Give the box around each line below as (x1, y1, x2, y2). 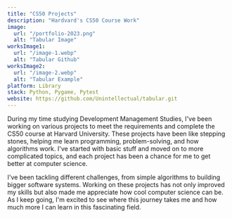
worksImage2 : (7, 63, 46, 70)
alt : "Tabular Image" (13, 37, 77, 44)
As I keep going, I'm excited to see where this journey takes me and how (7, 195, 217, 204)
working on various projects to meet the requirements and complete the (7, 122, 216, 130)
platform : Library (7, 82, 61, 89)
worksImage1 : (7, 43, 46, 50)
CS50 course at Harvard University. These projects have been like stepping (7, 129, 226, 138)
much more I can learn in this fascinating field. (7, 203, 142, 211)
